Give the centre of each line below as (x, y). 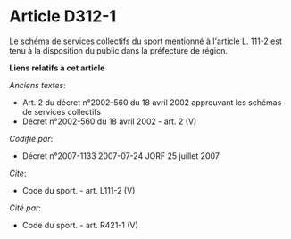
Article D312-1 (63, 16)
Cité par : (25, 208)
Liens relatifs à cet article (57, 68)
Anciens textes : (38, 85)
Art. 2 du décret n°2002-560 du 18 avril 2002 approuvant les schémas (152, 102)
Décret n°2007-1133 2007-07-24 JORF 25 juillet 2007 (121, 156)
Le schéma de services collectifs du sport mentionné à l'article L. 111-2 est (146, 41)
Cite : (18, 173)
